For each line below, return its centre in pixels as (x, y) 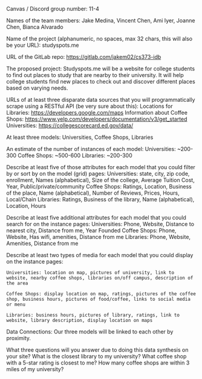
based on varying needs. (37, 88)
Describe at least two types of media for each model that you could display (100, 255)
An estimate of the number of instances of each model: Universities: (91, 149)
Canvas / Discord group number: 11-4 (53, 9)
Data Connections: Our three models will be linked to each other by (90, 332)
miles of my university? (35, 369)
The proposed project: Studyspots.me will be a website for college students (101, 69)
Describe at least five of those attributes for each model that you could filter (101, 167)
